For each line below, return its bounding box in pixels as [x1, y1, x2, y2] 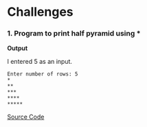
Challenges [7, 4, 73, 20]
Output [7, 44, 28, 52]
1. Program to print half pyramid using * [7, 29, 141, 38]
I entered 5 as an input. [7, 58, 73, 66]
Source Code [7, 113, 45, 121]
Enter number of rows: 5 [7, 71, 78, 78]
